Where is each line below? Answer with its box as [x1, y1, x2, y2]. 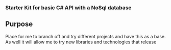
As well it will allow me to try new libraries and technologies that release [5, 39, 157, 45]
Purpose [5, 20, 33, 29]
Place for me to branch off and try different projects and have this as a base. [5, 33, 166, 39]
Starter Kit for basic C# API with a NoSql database [5, 4, 132, 11]
